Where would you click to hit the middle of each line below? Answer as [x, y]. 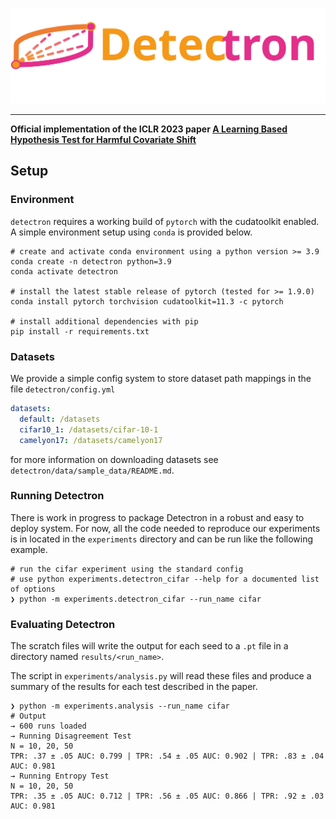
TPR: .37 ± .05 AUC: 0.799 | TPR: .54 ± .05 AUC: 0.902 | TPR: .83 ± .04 [167, 756]
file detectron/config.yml [63, 389]
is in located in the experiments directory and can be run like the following [162, 539]
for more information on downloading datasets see [114, 459]
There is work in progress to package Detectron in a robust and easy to [157, 517]
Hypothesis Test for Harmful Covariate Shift [103, 140]
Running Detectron [57, 496]
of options [33, 589]
